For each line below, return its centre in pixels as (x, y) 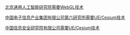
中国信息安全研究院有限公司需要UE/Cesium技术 (52, 28)
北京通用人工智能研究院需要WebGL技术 (44, 7)
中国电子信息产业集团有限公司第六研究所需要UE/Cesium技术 (65, 17)
